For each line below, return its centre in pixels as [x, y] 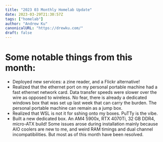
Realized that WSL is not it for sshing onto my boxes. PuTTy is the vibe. [85, 113]
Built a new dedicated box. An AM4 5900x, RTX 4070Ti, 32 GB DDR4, [84, 118]
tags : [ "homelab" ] [24, 19]
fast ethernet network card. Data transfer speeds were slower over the [84, 92]
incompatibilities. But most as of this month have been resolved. [78, 134]
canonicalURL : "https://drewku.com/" [44, 28]
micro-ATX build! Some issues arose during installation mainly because [85, 124]
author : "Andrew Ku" [27, 24]
